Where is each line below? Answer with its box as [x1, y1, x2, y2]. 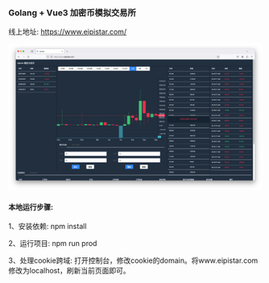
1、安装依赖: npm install [8, 222, 87, 231]
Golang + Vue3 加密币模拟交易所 [8, 6, 137, 18]
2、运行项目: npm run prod [8, 239, 97, 248]
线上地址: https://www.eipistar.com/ [8, 27, 127, 37]
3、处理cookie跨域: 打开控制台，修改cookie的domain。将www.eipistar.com [8, 256, 259, 265]
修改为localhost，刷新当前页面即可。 [8, 266, 130, 276]
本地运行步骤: [8, 202, 54, 211]
